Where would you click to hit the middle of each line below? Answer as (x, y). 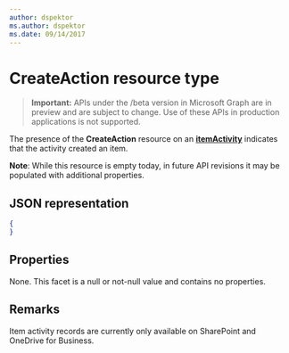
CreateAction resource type (115, 78)
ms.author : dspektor (48, 26)
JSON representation (69, 203)
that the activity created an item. (69, 149)
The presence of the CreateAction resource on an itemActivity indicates (144, 139)
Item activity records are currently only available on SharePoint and (133, 331)
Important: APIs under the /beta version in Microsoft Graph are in (151, 103)
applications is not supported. (86, 122)
